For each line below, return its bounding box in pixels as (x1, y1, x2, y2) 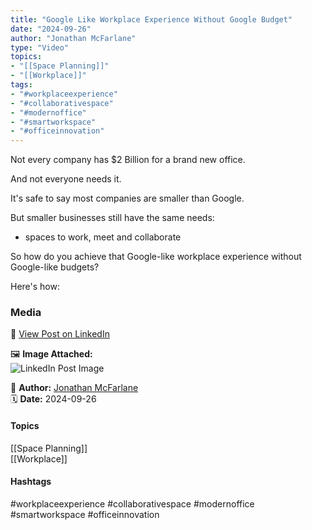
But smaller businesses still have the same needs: (10, 212, 215, 224)
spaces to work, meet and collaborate (24, 231, 182, 243)
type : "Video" (10, 42, 70, 53)
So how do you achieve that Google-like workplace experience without (10, 251, 302, 263)
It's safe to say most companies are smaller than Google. (10, 192, 245, 205)
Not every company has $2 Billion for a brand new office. (10, 154, 246, 166)
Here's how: (10, 281, 60, 293)
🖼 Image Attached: (10, 348, 93, 360)
